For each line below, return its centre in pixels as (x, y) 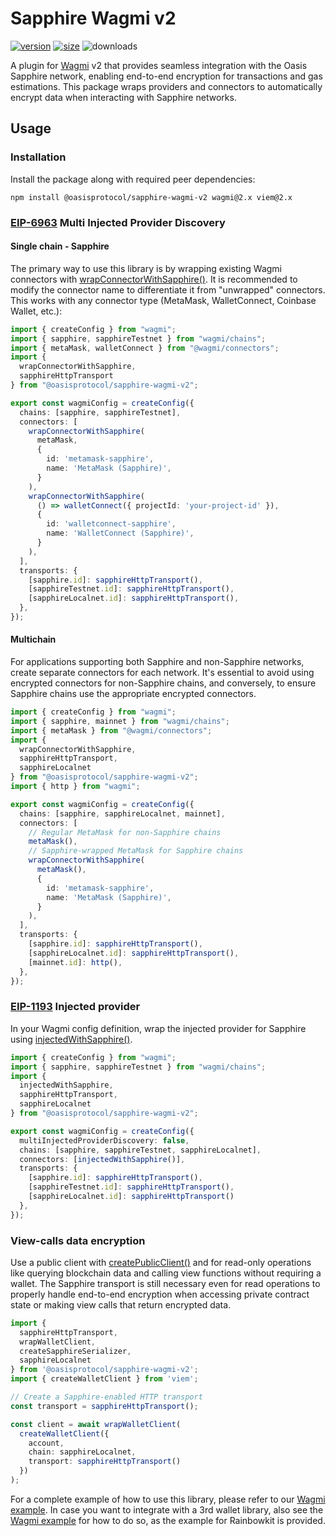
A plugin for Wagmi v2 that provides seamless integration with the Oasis (159, 65)
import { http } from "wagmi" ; (75, 787)
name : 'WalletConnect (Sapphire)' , (120, 533)
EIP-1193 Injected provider (75, 1007)
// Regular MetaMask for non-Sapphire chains (125, 832)
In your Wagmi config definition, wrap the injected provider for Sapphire (158, 1028)
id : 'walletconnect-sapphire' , (111, 524)
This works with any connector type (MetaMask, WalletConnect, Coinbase (163, 300)
